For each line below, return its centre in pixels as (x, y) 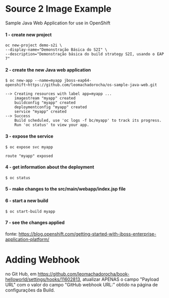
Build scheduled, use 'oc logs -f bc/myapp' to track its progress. (88, 121)
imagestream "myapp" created (45, 98)
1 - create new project (29, 35)
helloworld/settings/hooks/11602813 (43, 279)
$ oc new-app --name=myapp (34, 81)
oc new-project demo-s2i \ (34, 45)
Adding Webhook (43, 260)
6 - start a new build (27, 201)
